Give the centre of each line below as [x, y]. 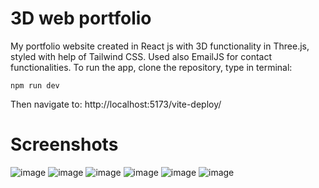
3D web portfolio [81, 18]
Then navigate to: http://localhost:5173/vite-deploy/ [116, 104]
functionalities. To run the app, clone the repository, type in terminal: [151, 67]
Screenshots [64, 144]
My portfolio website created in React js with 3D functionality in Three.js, [160, 46]
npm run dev [35, 85]
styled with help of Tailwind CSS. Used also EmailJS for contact [141, 56]
